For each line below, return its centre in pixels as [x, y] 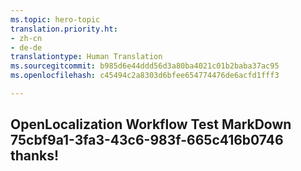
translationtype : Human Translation [86, 57]
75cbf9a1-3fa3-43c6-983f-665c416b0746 [147, 140]
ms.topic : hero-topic [55, 19]
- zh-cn [26, 38]
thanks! [35, 156]
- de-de [26, 47]
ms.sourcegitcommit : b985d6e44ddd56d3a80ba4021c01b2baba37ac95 [145, 66]
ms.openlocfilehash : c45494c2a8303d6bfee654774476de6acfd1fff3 [145, 76]
